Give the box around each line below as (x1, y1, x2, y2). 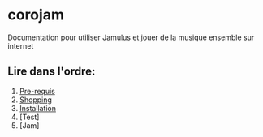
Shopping (19, 95, 52, 105)
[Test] (19, 112, 40, 122)
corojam (7, 6, 64, 24)
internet (7, 41, 34, 50)
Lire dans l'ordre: (7, 65, 96, 79)
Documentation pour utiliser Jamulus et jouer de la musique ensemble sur (7, 32, 255, 42)
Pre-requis (19, 86, 56, 96)
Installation (19, 103, 57, 113)
